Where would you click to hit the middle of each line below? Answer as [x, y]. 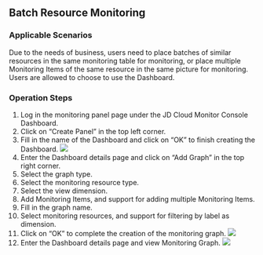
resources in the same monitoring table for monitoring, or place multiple [125, 60]
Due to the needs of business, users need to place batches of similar [120, 52]
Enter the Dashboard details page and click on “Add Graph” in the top [132, 157]
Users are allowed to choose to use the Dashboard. [92, 77]
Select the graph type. [56, 174]
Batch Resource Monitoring [77, 13]
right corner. [40, 166]
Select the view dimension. [64, 191]
